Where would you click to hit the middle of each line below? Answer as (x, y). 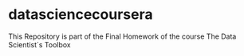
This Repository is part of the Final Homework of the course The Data (122, 36)
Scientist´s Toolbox (40, 44)
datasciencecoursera (81, 15)
